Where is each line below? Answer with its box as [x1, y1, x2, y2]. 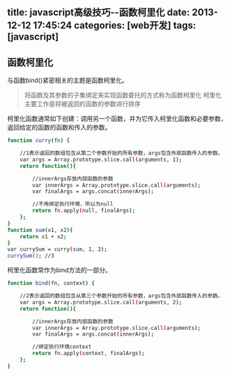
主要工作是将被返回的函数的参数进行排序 [24, 100, 141, 108]
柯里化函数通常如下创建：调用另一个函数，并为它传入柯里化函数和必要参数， [7, 114, 227, 123]
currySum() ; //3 [7, 253, 54, 260]
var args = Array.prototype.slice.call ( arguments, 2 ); [20, 299, 183, 306]
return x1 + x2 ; [20, 233, 68, 240]
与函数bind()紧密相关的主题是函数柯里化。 [7, 76, 129, 85]
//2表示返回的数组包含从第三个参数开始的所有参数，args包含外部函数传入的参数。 [20, 292, 223, 299]
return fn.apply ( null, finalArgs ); [32, 207, 136, 214]
